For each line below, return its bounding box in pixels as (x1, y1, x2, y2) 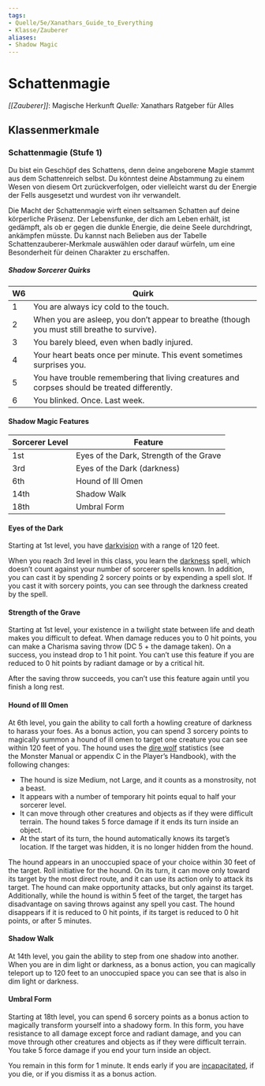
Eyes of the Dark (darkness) (76, 463, 180, 474)
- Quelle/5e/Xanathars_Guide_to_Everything (8, 19, 154, 27)
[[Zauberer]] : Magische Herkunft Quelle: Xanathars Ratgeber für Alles (8, 101, 234, 110)
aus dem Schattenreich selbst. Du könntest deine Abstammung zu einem (8, 173, 244, 183)
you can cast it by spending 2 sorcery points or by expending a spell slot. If (8, 573, 252, 582)
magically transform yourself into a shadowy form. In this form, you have (8, 1020, 244, 1029)
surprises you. (32, 359, 87, 370)
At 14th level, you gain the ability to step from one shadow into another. (8, 951, 239, 961)
